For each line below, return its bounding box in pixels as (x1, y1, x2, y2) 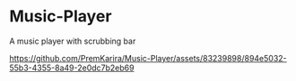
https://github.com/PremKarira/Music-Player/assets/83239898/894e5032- (9, 53, 287, 63)
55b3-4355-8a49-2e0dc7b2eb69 (9, 62, 135, 73)
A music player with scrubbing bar (9, 36, 136, 46)
